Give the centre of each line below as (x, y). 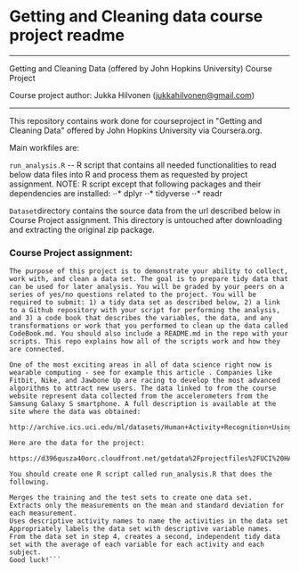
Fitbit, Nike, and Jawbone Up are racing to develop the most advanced (145, 381)
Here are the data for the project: (77, 444)
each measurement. (43, 514)
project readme (67, 35)
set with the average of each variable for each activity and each (137, 545)
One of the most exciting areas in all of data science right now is (141, 365)
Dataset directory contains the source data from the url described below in (145, 211)
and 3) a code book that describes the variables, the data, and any (141, 319)
